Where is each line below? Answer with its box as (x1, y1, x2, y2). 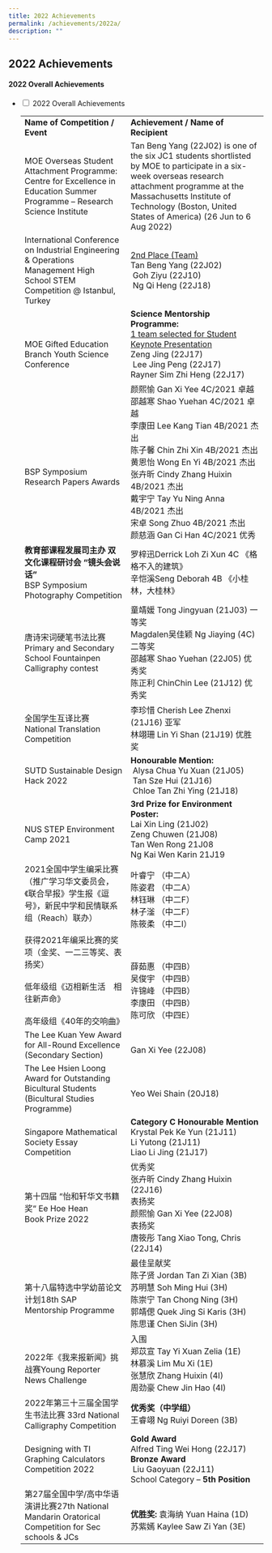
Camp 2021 (23, 834, 71, 845)
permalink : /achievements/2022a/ (8, 19, 121, 28)
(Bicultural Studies (23, 1093, 95, 1104)
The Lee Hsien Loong (23, 1062, 106, 1073)
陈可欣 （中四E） (130, 1009, 195, 1021)
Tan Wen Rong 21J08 (130, 838, 215, 850)
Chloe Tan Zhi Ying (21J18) (132, 785, 239, 796)
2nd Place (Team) (130, 249, 199, 260)
